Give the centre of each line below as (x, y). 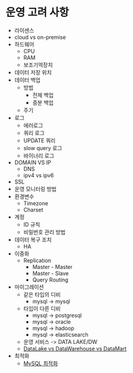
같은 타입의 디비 (42, 294)
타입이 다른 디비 (42, 308)
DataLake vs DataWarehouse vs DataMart (75, 348)
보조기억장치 (38, 65)
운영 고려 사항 (37, 12)
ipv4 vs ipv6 (39, 175)
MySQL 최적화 (41, 363)
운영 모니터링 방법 (35, 189)
